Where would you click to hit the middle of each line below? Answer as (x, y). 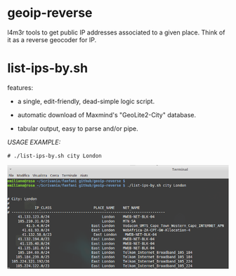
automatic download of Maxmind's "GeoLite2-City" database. (107, 114)
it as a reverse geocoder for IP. (52, 39)
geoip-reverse (50, 13)
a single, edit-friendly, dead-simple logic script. (86, 101)
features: (20, 87)
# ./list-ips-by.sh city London (54, 156)
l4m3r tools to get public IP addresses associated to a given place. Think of (116, 32)
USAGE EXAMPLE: (34, 142)
